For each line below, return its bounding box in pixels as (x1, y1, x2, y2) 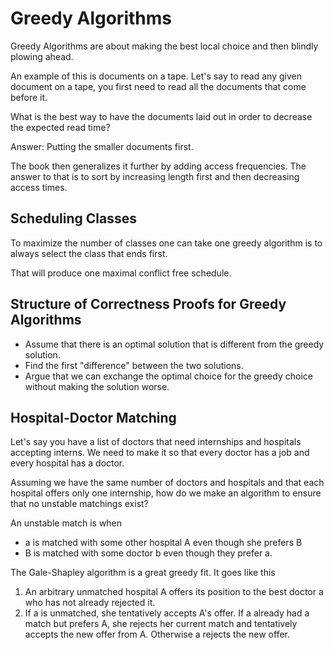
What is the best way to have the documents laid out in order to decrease (10, 110, 313, 122)
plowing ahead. (10, 50, 74, 62)
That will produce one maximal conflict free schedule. (10, 267, 232, 279)
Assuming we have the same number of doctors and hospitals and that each (10, 477, 325, 489)
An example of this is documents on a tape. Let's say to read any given (10, 70, 302, 82)
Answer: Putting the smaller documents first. (10, 140, 194, 152)
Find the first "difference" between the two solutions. (24, 359, 244, 371)
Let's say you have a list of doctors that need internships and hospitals (10, 436, 302, 448)
